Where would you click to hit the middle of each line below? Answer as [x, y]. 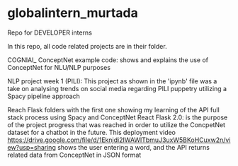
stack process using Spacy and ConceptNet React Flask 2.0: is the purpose [118, 117]
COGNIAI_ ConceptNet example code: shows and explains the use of [108, 60]
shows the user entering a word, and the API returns [134, 147]
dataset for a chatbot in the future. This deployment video [91, 132]
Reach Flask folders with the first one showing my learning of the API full [113, 109]
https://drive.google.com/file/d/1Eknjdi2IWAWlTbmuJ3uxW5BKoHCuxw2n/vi [119, 140]
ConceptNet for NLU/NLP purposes [59, 67]
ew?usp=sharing [32, 147]
